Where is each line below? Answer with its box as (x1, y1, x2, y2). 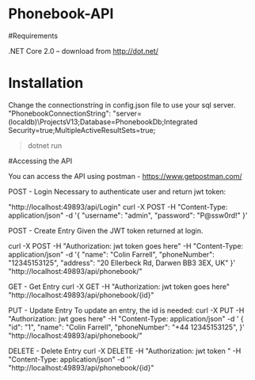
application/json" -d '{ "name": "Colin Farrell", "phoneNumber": (8, 249, 215, 259)
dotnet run (27, 140, 63, 150)
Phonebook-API (8, 5, 114, 23)
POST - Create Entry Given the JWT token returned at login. (8, 226, 204, 235)
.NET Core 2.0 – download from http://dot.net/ (8, 46, 158, 55)
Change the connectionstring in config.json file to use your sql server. (8, 100, 236, 109)
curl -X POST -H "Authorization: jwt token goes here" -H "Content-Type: (8, 241, 244, 250)
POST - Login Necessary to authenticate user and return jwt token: (8, 187, 226, 196)
